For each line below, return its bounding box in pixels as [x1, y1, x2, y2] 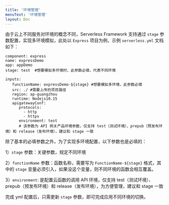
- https [23, 114, 39, 119]
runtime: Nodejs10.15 [12, 96, 58, 101]
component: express [5, 54, 46, 59]
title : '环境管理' [5, 7, 41, 13]
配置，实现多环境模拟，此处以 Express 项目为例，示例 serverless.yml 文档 [9, 37, 164, 43]
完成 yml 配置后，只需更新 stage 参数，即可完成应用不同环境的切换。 [5, 194, 149, 200]
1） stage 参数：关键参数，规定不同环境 [5, 149, 86, 155]
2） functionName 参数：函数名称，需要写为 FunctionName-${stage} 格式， [5, 160, 157, 166]
